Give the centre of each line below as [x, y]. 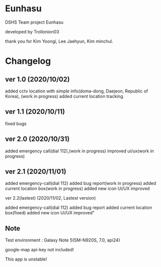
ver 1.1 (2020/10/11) [35, 112]
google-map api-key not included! [40, 250]
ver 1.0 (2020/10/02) [38, 79]
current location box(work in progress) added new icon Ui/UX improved [78, 189]
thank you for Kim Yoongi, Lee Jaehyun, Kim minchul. [59, 41]
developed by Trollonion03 [32, 31]
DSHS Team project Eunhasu [34, 22]
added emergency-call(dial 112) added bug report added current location [79, 208]
